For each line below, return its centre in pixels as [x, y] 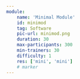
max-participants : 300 [45, 45]
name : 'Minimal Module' [46, 17]
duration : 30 [33, 39]
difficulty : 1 [34, 56]
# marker [28, 67]
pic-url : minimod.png [43, 34]
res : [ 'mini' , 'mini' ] [45, 61]
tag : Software [34, 28]
